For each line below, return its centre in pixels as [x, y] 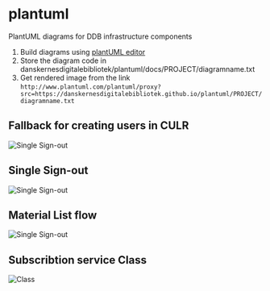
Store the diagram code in [63, 60]
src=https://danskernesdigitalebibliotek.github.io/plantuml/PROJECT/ [141, 94]
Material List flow [53, 215]
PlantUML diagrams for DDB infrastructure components [100, 36]
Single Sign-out [48, 170]
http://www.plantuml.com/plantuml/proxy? [90, 87]
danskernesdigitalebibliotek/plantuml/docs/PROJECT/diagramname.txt [137, 69]
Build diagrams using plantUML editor [83, 52]
